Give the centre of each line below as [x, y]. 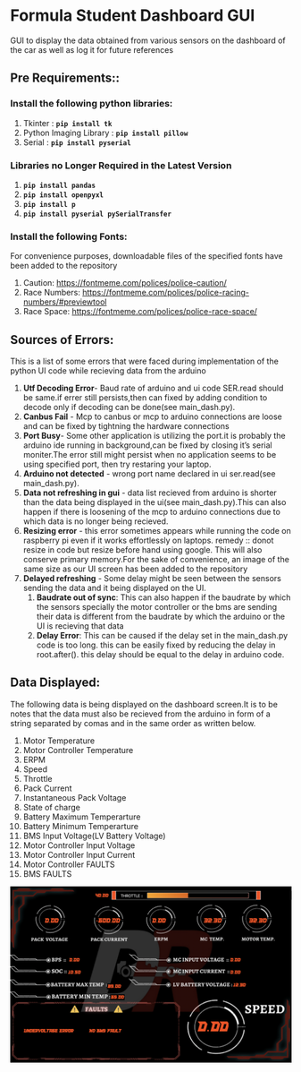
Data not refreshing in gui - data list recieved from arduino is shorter [150, 493]
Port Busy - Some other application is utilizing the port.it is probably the [154, 436]
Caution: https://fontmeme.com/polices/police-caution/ [125, 283]
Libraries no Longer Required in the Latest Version [121, 165]
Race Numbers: [52, 293]
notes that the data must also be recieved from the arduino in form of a [140, 714]
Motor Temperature [59, 741]
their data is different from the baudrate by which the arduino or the [160, 617]
